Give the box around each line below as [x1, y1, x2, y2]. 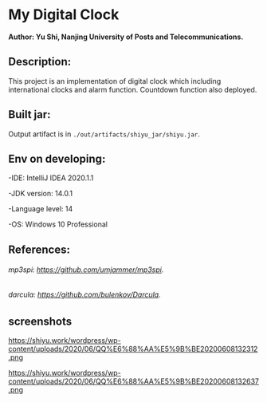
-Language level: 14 [8, 204, 73, 214]
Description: [8, 55, 72, 69]
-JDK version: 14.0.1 [8, 189, 73, 199]
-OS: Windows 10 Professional [8, 219, 108, 229]
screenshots [8, 314, 73, 328]
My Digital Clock [8, 6, 120, 24]
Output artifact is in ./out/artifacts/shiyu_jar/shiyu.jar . [8, 129, 201, 139]
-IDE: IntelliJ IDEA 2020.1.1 [8, 173, 94, 183]
